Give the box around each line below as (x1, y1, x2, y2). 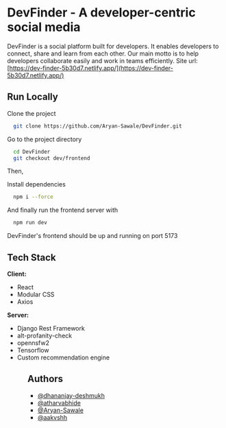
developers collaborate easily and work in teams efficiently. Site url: (7, 56, 198, 64)
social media (7, 19, 81, 35)
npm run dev (13, 219, 48, 226)
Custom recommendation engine (16, 353, 110, 361)
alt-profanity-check (16, 331, 73, 340)
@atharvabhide (37, 399, 81, 407)
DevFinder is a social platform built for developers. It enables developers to (7, 42, 219, 50)
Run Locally (7, 91, 58, 103)
